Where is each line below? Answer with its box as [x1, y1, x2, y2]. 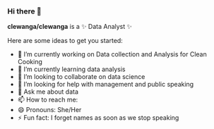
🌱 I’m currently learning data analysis [17, 65, 126, 73]
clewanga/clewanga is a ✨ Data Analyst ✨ [7, 23, 133, 31]
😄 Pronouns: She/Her [17, 106, 82, 114]
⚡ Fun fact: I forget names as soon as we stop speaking [17, 113, 179, 122]
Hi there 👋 [7, 6, 42, 16]
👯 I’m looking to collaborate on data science [17, 73, 145, 81]
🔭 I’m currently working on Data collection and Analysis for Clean [17, 50, 207, 59]
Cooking [17, 58, 42, 66]
